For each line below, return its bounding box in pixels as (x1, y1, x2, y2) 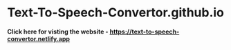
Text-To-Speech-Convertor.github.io (7, 5, 225, 21)
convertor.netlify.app (7, 34, 71, 42)
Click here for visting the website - (7, 27, 109, 36)
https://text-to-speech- (109, 27, 180, 36)
